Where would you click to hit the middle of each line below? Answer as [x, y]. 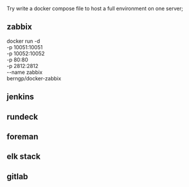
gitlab [17, 176]
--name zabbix [25, 72]
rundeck [22, 117]
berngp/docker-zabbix [34, 78]
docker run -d [23, 41]
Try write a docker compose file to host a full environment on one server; [95, 8]
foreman [23, 136]
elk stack [23, 157]
